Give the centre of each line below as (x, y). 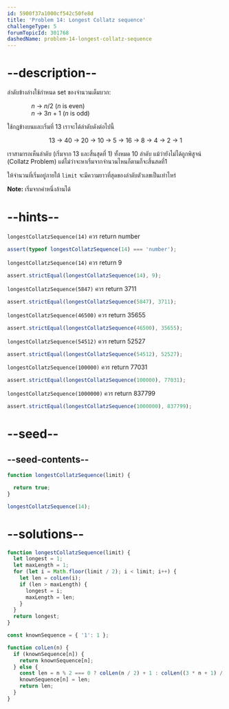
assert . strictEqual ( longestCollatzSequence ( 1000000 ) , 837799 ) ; (100, 407)
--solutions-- (46, 534)
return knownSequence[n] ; (57, 660)
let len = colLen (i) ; (50, 578)
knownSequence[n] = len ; (55, 680)
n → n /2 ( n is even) (58, 106)
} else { (26, 667)
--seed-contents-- (48, 459)
